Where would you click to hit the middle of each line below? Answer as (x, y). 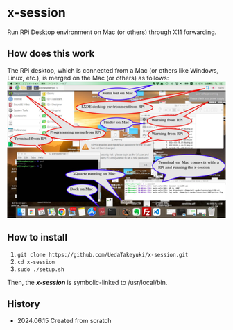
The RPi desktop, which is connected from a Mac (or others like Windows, (113, 70)
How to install (37, 237)
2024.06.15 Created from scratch (64, 321)
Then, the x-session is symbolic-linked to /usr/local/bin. (87, 282)
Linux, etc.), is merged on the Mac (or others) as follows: (88, 78)
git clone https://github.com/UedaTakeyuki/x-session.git (103, 254)
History (24, 304)
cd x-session (36, 262)
